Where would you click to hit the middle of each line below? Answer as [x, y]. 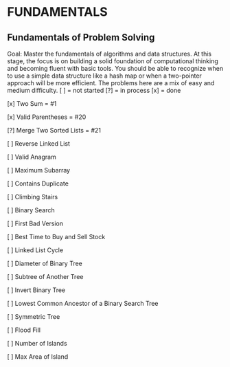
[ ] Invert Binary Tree [36, 290]
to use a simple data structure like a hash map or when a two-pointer [105, 76]
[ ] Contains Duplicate [38, 183]
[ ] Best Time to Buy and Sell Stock [56, 237]
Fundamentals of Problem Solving [81, 37]
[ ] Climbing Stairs [33, 197]
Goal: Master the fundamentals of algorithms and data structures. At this [109, 54]
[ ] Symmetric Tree [34, 316]
